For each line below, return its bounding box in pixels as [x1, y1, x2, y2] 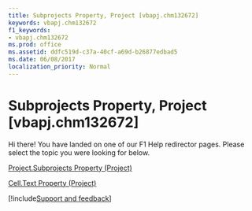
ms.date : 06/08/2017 [8, 56, 76, 64]
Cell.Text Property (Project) [8, 178, 97, 187]
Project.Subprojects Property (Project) [8, 163, 132, 172]
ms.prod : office [8, 41, 61, 49]
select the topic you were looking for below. [8, 147, 150, 157]
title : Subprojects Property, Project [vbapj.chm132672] [8, 11, 199, 20]
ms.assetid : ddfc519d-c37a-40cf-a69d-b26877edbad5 [8, 48, 178, 56]
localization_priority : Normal [8, 63, 111, 71]
